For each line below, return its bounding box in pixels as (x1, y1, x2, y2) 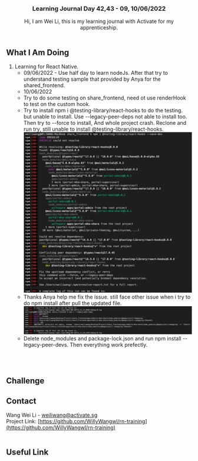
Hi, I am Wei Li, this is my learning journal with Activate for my (24, 18, 174, 25)
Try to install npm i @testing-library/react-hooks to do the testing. (23, 107, 183, 114)
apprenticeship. (80, 24, 118, 31)
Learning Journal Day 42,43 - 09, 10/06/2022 (32, 4, 166, 12)
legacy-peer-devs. (23, 341, 69, 348)
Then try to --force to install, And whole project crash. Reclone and (23, 120, 187, 127)
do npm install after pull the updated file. (23, 300, 122, 307)
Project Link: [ (6, 417, 40, 424)
